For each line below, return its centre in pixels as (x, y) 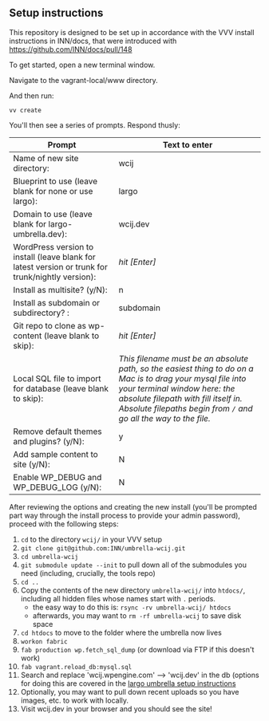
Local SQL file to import (57, 378)
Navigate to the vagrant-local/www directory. (83, 80)
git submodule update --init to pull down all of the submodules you (133, 565)
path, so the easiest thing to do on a (186, 368)
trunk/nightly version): (55, 277)
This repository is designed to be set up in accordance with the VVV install (132, 32)
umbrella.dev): (40, 234)
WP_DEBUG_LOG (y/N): (57, 487)
